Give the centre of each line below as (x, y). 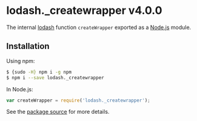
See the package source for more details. (58, 112)
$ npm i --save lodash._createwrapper (55, 77)
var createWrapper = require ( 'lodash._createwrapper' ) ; (78, 100)
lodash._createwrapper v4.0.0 (84, 11)
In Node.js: (20, 89)
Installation (28, 46)
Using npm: (21, 60)
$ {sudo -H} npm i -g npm (39, 72)
